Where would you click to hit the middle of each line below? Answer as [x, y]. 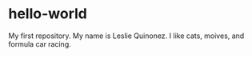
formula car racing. [40, 44]
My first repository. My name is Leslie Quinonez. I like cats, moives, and [126, 36]
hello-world [48, 14]
